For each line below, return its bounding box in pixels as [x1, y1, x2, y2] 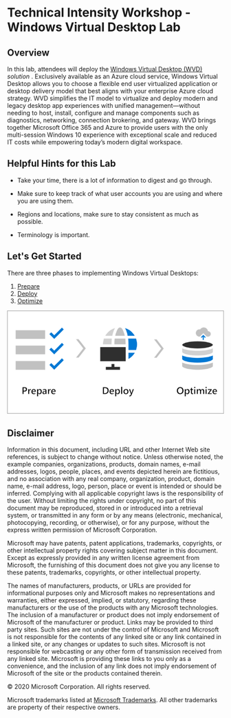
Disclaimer [7, 427, 54, 439]
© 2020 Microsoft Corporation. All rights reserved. [7, 682, 151, 691]
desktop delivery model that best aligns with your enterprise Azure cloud [7, 87, 214, 95]
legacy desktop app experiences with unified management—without [7, 102, 201, 109]
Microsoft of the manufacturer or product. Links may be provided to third [7, 618, 213, 626]
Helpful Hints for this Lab [7, 158, 116, 170]
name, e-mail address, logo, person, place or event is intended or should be [7, 482, 222, 490]
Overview [7, 47, 50, 58]
